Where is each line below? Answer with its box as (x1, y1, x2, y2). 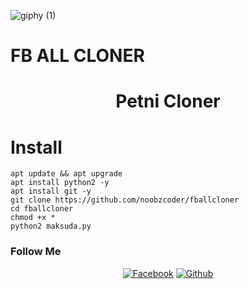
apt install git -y (10, 186, 92, 197)
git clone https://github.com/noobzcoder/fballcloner (10, 195, 240, 205)
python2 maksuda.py (10, 221, 92, 232)
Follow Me (10, 245, 62, 259)
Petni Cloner (115, 90, 221, 113)
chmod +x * (10, 213, 56, 223)
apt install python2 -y (10, 178, 110, 188)
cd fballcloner (10, 204, 74, 214)
